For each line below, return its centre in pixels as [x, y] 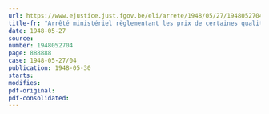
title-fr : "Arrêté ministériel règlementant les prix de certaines [123, 23]
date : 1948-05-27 [37, 31]
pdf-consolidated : [39, 98]
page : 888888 [30, 53]
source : [21, 38]
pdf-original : [32, 90]
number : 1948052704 [41, 46]
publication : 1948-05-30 [50, 68]
